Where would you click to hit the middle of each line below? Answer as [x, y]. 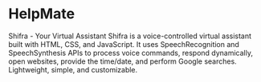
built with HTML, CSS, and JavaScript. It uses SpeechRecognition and [124, 44]
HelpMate [41, 14]
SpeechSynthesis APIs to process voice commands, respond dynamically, [130, 53]
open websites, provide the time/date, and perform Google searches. [122, 61]
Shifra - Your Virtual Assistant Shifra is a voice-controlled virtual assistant [130, 36]
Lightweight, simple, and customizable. [73, 69]
